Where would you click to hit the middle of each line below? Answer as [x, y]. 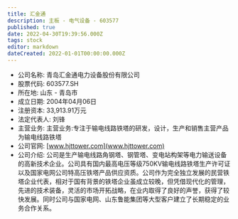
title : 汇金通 [27, 14]
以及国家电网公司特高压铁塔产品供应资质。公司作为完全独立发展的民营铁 [123, 172]
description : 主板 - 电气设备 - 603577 [63, 21]
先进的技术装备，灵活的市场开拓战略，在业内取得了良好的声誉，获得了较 [123, 190]
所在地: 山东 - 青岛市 [48, 92]
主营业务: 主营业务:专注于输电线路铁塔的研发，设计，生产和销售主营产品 [123, 128]
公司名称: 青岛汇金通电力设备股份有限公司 [79, 75]
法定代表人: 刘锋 [41, 119]
